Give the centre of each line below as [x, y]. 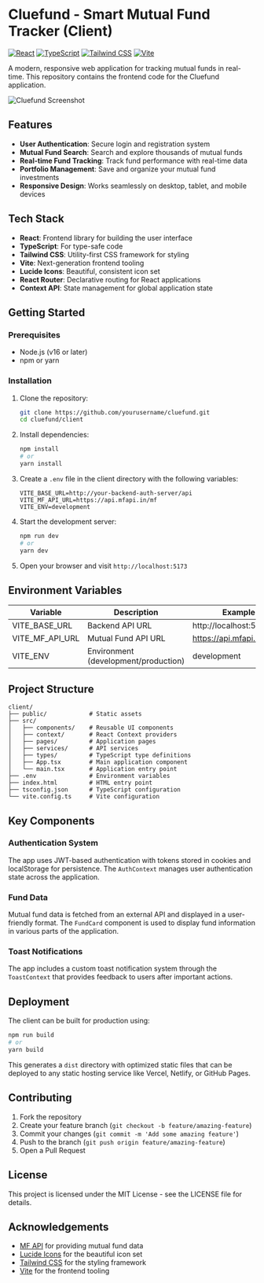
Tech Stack [36, 219]
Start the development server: [68, 522]
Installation [30, 381]
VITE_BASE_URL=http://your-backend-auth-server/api [106, 493]
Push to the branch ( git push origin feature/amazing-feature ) [122, 1141]
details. [20, 1202]
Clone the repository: [54, 398]
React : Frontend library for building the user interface [106, 238]
